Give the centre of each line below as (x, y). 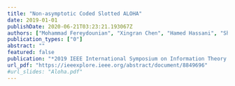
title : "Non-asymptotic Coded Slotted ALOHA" (74, 14)
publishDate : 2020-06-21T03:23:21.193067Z (70, 26)
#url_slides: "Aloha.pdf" (45, 71)
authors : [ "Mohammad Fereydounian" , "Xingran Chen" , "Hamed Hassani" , (112, 33)
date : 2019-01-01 (33, 20)
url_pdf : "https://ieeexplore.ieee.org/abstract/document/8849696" (108, 65)
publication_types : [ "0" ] (45, 40)
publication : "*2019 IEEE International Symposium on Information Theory (117, 59)
